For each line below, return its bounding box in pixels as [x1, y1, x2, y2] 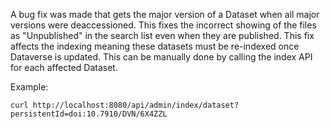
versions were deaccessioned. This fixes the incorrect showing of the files [10, 19, 317, 31]
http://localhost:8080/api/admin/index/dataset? [32, 100, 240, 110]
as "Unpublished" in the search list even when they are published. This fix [10, 30, 315, 41]
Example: [10, 81, 49, 93]
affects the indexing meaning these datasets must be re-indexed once [10, 40, 300, 52]
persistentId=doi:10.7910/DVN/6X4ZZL [10, 109, 168, 119]
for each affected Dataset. [10, 62, 118, 73]
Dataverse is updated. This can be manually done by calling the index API [10, 51, 313, 63]
